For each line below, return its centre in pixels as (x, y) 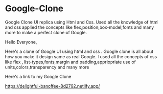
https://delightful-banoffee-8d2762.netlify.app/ (53, 86)
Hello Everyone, (21, 42)
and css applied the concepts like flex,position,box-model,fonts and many (80, 27)
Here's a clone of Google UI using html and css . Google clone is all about (79, 51)
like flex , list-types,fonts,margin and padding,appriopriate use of (70, 62)
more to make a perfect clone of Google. (46, 32)
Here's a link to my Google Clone (38, 76)
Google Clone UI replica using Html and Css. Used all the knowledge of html (82, 22)
